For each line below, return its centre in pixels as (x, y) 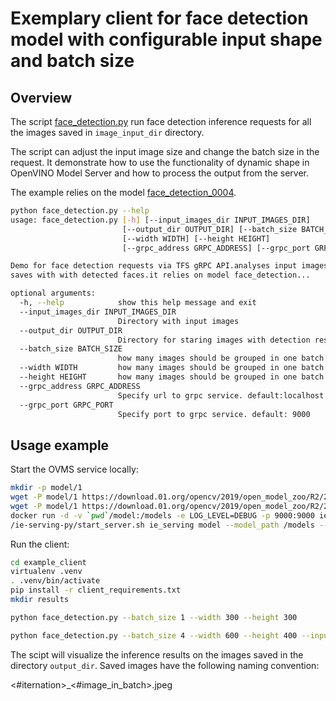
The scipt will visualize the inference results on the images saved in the (157, 654)
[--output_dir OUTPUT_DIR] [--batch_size (209, 229)
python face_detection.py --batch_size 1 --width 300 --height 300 (154, 617)
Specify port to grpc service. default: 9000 (214, 414)
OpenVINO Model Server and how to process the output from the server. (160, 173)
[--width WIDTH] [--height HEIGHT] (196, 238)
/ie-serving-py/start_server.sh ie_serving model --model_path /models (162, 525)
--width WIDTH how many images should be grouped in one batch (172, 368)
